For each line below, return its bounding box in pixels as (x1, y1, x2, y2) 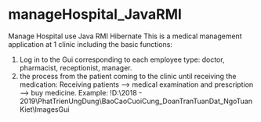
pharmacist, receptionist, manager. (19, 63, 132, 72)
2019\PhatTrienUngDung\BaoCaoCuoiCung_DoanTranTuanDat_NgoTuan (19, 96, 253, 106)
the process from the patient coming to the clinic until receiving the (19, 71, 237, 81)
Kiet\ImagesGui (19, 104, 70, 114)
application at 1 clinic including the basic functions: (8, 39, 172, 48)
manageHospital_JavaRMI (8, 5, 183, 23)
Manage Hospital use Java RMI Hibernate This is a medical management (8, 31, 242, 41)
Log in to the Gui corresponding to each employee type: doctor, (19, 55, 225, 64)
